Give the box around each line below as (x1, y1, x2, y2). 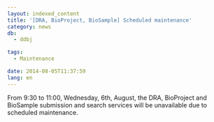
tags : (7, 49, 23, 56)
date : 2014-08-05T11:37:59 (7, 68, 86, 75)
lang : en (7, 74, 33, 81)
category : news (7, 23, 52, 30)
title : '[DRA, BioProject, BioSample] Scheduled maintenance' (7, 17, 192, 24)
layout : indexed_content (7, 10, 80, 17)
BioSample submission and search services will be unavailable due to (7, 100, 208, 109)
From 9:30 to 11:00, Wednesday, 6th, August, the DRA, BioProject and (7, 93, 208, 102)
